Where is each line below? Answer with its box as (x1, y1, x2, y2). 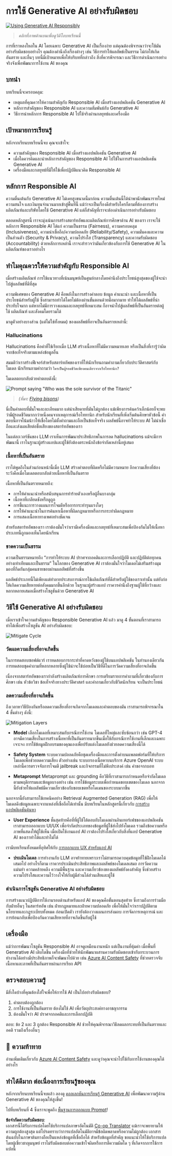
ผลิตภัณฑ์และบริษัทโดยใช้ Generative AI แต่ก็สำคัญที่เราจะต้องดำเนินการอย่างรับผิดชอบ (6, 207, 156, 213)
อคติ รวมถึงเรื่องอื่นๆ (6, 1027, 40, 1033)
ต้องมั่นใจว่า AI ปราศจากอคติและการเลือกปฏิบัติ (13, 1011, 93, 1017)
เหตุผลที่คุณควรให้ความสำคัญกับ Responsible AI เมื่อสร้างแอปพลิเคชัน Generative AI (13, 99, 166, 105)
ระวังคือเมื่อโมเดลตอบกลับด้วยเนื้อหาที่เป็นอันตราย (6, 470, 89, 476)
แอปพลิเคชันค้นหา (6, 806, 36, 813)
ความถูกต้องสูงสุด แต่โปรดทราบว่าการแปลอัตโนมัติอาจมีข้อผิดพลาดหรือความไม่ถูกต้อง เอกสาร (6, 1128, 161, 1134)
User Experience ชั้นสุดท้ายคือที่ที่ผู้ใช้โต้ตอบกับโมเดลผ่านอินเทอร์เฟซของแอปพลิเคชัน (13, 817, 163, 823)
